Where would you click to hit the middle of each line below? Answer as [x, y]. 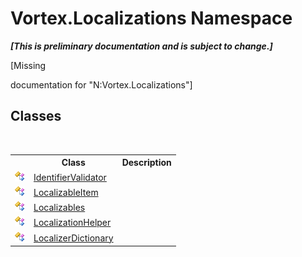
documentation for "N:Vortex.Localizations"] [101, 84]
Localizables [59, 207]
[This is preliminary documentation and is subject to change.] [141, 46]
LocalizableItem [66, 192]
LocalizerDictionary [73, 238]
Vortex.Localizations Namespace [151, 18]
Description [146, 163]
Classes [36, 116]
